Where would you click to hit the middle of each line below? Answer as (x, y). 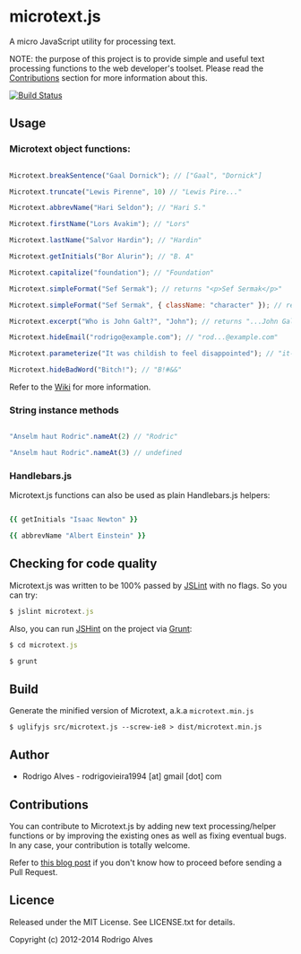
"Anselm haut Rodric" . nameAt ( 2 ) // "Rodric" (94, 437)
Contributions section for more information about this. (108, 77)
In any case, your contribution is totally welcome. (100, 845)
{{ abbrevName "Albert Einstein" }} (77, 536)
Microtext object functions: (70, 149)
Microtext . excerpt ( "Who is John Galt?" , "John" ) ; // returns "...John (144, 321)
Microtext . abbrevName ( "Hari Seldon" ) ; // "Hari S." (107, 208)
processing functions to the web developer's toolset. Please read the (137, 68)
